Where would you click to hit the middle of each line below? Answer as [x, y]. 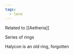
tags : [10, 9]
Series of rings [20, 37]
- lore [16, 14]
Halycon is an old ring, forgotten [37, 46]
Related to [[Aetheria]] [27, 27]
